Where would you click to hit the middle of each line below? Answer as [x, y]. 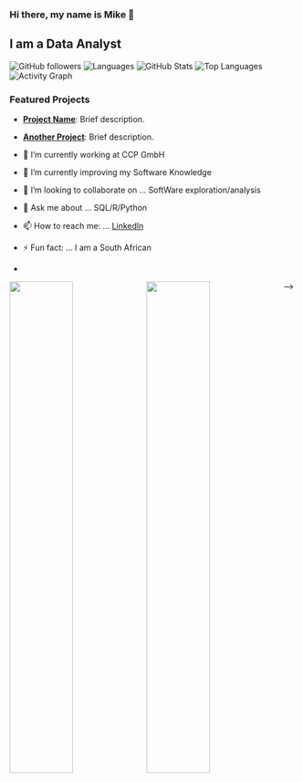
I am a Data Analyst [65, 44]
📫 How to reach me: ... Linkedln [83, 226]
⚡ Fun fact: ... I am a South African [87, 248]
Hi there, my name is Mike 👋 [72, 15]
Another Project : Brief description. [88, 137]
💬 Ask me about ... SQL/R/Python [85, 208]
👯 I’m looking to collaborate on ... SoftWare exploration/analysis [142, 190]
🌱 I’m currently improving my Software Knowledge [117, 172]
